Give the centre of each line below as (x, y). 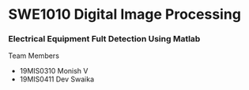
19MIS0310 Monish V (54, 71)
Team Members (34, 56)
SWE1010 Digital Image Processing (124, 14)
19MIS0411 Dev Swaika (57, 79)
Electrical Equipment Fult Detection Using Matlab (104, 39)
